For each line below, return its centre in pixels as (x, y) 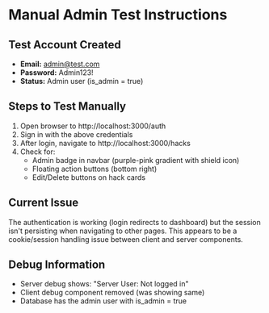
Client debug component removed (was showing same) (112, 293)
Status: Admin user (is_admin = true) (82, 81)
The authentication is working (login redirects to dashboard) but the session (134, 222)
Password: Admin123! (57, 73)
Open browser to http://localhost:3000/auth (93, 126)
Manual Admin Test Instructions (118, 15)
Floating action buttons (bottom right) (95, 169)
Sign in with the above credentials (76, 134)
